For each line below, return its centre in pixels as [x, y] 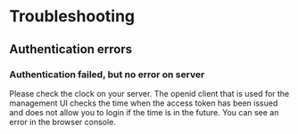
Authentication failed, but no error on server [107, 75]
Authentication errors [71, 49]
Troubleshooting [72, 16]
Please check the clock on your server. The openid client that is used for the [149, 93]
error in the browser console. [62, 122]
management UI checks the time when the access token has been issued [144, 103]
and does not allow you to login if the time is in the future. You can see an [144, 112]
